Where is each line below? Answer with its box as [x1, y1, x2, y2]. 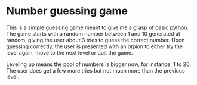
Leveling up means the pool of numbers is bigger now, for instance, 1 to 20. [6, 61, 192, 68]
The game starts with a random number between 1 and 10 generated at [6, 30, 181, 37]
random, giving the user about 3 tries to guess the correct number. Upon [6, 36, 185, 43]
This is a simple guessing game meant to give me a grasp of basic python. [6, 24, 189, 31]
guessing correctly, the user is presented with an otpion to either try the [6, 43, 183, 50]
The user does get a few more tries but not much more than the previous [6, 67, 185, 74]
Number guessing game [6, 4, 128, 18]
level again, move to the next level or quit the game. [6, 49, 133, 56]
